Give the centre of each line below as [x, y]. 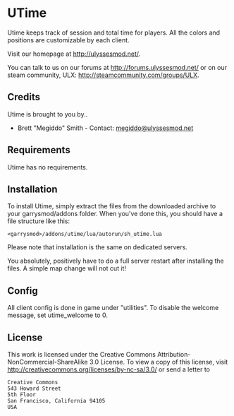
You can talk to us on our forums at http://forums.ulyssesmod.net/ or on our [117, 67]
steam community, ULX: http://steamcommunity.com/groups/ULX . [103, 75]
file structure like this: [39, 221]
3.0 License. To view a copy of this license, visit [159, 362]
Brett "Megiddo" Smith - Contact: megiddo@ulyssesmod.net [105, 128]
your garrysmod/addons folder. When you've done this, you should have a [115, 214]
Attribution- [174, 354]
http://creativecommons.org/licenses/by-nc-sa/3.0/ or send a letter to [109, 369]
